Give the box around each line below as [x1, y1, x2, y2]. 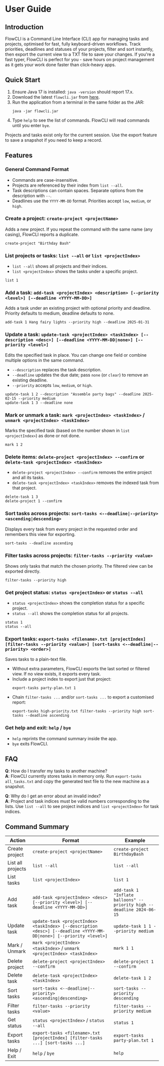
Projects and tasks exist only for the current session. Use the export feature [5, 132, 157, 138]
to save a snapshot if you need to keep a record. [5, 137, 102, 143]
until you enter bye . [12, 122, 50, 128]
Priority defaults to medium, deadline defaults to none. [5, 310, 115, 316]
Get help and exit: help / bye [5, 725, 71, 731]
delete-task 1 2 [113, 976, 151, 981]
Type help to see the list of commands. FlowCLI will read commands [12, 117, 150, 123]
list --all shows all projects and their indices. [12, 263, 108, 269]
